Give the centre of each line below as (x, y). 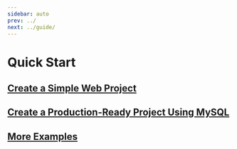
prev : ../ (22, 21)
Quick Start (42, 62)
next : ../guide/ (31, 27)
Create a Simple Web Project (72, 88)
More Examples (43, 137)
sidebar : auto (28, 14)
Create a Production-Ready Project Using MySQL (118, 112)
